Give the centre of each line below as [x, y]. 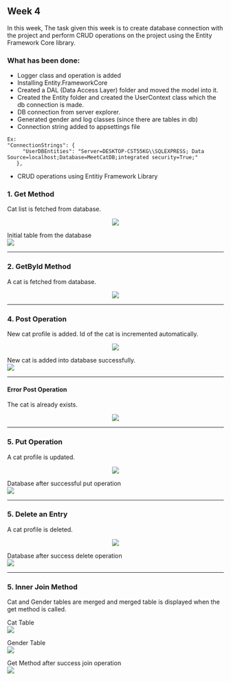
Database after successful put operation [64, 483]
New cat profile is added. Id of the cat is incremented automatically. [103, 334]
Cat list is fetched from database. [54, 209]
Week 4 [24, 11]
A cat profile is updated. [41, 457]
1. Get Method [31, 194]
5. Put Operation [35, 442]
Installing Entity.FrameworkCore [62, 83]
